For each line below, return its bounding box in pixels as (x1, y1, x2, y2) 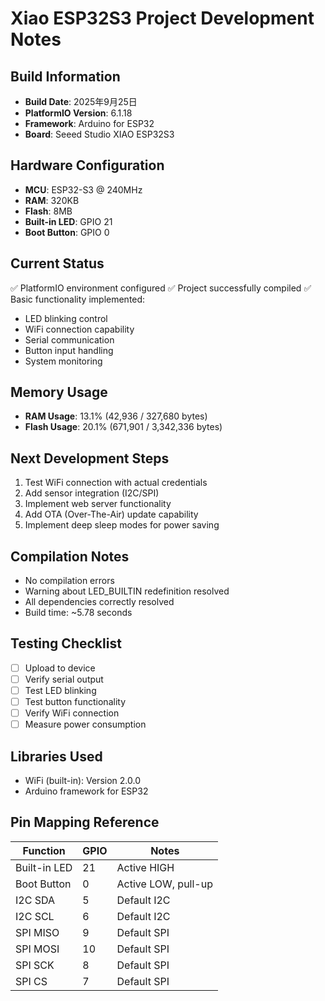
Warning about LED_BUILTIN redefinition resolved (24, 585, 230, 597)
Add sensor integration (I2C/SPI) (24, 487, 160, 499)
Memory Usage (10, 384, 108, 401)
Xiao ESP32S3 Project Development (10, 7, 315, 30)
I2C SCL (15, 909, 55, 923)
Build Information (10, 68, 121, 85)
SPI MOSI (15, 942, 60, 956)
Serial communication (24, 333, 115, 346)
